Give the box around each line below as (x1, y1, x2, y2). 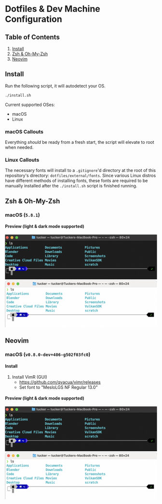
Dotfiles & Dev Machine (5, 3, 100, 15)
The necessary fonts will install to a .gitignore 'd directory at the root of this (5, 168, 156, 173)
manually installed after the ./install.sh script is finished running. (5, 183, 137, 189)
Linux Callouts (5, 156, 40, 163)
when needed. (5, 144, 34, 150)
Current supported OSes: (5, 102, 55, 107)
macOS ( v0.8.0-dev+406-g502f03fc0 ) (5, 351, 91, 358)
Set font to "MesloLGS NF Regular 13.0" (19, 384, 98, 390)
